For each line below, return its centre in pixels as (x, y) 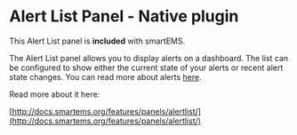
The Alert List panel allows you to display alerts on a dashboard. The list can (149, 58)
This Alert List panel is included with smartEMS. (97, 41)
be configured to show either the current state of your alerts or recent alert (146, 67)
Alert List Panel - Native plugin (124, 16)
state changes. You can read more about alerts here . (105, 76)
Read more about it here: (55, 94)
